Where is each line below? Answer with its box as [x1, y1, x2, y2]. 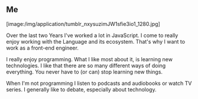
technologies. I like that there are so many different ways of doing [6, 62, 166, 69]
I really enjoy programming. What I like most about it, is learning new [6, 55, 173, 62]
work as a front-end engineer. [6, 44, 79, 51]
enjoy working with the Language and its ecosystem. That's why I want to [6, 38, 185, 45]
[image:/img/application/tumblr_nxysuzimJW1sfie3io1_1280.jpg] [6, 20, 161, 27]
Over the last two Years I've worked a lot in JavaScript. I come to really [6, 32, 178, 39]
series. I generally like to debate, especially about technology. [6, 85, 157, 93]
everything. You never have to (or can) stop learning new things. [6, 68, 163, 75]
